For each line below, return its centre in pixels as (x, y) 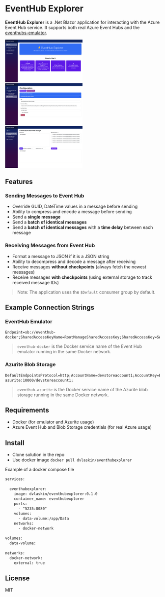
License (17, 578)
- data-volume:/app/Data (43, 519)
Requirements (27, 410)
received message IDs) (35, 282)
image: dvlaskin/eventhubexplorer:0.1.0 (56, 494)
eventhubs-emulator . (26, 33)
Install (15, 443)
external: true (29, 563)
